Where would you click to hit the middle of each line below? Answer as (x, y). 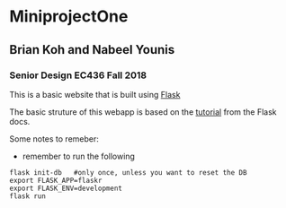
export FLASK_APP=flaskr (56, 180)
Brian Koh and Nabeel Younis (92, 50)
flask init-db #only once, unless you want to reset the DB (128, 172)
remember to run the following (78, 156)
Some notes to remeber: (54, 139)
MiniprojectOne (69, 17)
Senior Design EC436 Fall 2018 (78, 75)
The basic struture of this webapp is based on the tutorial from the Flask (143, 112)
